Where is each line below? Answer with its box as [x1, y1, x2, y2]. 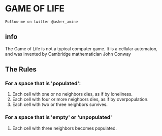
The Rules [5, 65, 37, 74]
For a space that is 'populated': [5, 80, 81, 87]
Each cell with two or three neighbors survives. [12, 102, 108, 107]
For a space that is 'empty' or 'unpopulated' [5, 114, 112, 121]
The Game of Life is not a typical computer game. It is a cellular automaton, [5, 45, 158, 52]
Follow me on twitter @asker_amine [5, 19, 78, 24]
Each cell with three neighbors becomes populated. [12, 125, 117, 131]
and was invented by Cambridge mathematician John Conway [5, 51, 131, 57]
